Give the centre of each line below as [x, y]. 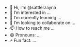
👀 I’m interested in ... [30, 12]
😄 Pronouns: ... [25, 35]
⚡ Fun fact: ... [23, 40]
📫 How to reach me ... [32, 28]
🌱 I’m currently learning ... [35, 18]
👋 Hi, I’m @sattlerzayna [33, 7]
